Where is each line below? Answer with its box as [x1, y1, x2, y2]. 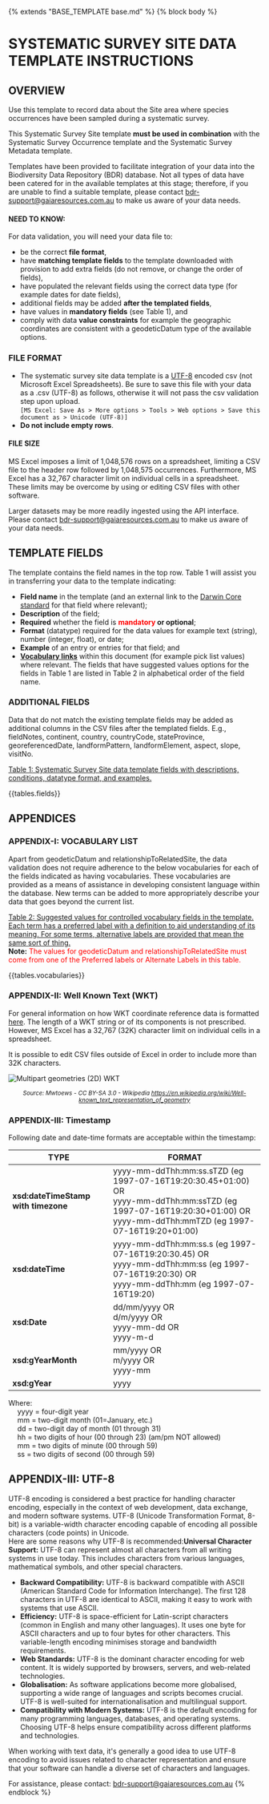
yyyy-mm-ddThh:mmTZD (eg [113, 1216, 227, 1227]
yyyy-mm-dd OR [113, 1322, 179, 1333]
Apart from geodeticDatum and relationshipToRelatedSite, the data [8, 854, 227, 864]
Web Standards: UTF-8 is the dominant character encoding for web [19, 1654, 245, 1664]
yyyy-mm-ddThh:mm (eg [113, 1278, 211, 1289]
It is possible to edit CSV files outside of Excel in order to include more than [8, 1049, 257, 1059]
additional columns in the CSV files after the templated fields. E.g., [8, 723, 227, 732]
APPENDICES [8, 812, 76, 825]
